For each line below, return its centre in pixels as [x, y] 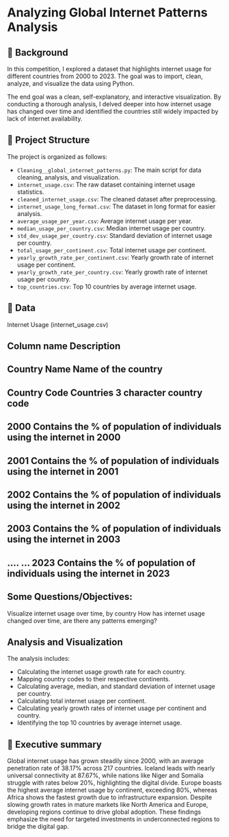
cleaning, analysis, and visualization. [68, 177]
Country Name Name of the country [85, 369]
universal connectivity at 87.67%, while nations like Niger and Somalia [105, 775]
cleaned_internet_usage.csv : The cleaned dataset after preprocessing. [117, 199]
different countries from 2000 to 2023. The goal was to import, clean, [105, 76]
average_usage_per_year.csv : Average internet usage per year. [105, 221]
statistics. [30, 192]
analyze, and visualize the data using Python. [71, 83]
